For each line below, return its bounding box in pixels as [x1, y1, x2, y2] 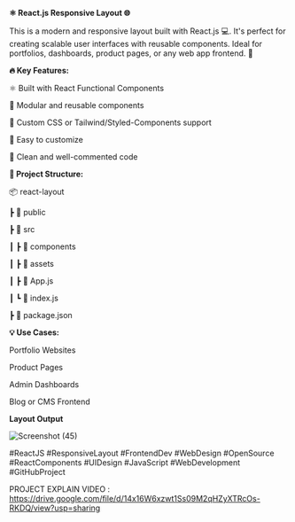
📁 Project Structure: [9, 168, 84, 179]
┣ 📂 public [9, 207, 46, 217]
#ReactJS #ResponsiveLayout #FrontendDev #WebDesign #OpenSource [9, 448, 275, 458]
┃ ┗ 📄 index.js [9, 292, 59, 303]
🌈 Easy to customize [9, 135, 84, 144]
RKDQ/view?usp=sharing [9, 503, 101, 513]
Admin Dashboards [9, 379, 80, 389]
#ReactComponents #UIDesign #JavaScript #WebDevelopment [9, 457, 241, 468]
